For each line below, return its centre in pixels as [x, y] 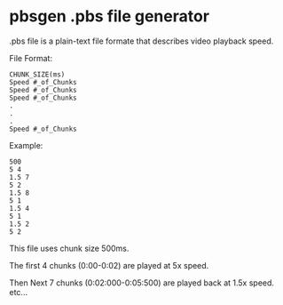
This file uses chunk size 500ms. [69, 248]
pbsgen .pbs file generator [110, 16]
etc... [19, 292]
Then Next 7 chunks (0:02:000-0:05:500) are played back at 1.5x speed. [142, 283]
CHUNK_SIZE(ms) [37, 74]
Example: [26, 145]
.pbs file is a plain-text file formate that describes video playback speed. [141, 41]
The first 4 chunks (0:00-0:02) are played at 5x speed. [109, 265]
